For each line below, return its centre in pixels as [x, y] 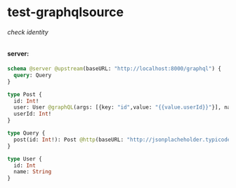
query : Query [33, 75]
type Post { [25, 94]
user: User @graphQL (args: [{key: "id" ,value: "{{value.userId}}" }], [117, 107]
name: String [33, 172]
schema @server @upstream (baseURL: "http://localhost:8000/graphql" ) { [114, 69]
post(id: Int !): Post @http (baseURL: [69, 140]
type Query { [26, 133]
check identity [28, 32]
